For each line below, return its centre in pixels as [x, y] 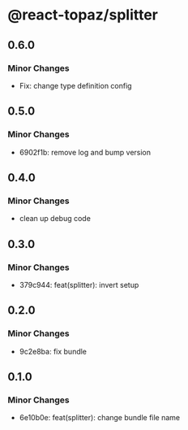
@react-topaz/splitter [83, 15]
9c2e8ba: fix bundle [53, 351]
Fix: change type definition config [75, 85]
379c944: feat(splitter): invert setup [79, 284]
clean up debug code [55, 219]
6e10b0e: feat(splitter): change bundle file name [100, 418]
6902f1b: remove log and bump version [85, 152]
